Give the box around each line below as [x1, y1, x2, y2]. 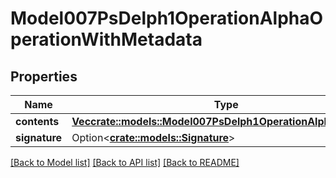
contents [15, 115, 60, 128]
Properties [10, 68, 78, 85]
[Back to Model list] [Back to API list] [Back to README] [10, 157, 240, 168]
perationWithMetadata [10, 28, 203, 51]
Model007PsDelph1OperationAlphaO [10, 7, 324, 30]
